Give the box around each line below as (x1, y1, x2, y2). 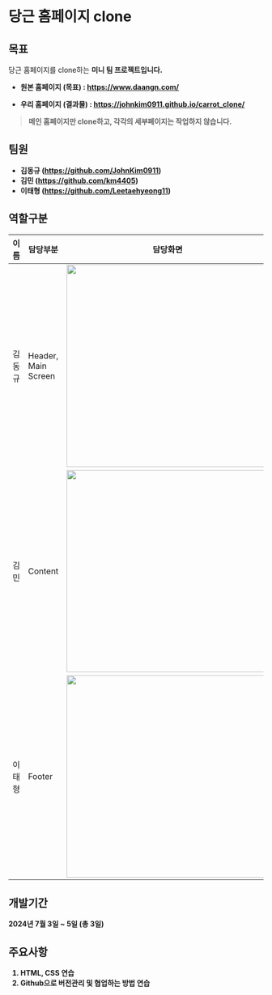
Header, (28, 349, 59, 361)
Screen (28, 370, 56, 381)
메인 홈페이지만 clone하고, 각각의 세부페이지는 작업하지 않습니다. (28, 116, 232, 126)
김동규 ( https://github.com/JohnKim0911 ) (19, 165, 162, 175)
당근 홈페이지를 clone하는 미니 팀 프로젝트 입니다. (8, 66, 164, 74)
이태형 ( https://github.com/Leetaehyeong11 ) (19, 185, 172, 195)
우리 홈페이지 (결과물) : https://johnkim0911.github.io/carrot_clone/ (19, 99, 245, 109)
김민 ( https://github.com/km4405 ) (19, 176, 139, 185)
